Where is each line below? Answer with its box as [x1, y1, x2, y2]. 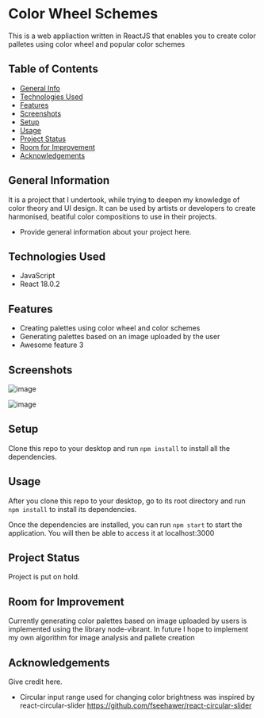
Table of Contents [8, 63, 99, 76]
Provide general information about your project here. [19, 227, 192, 236]
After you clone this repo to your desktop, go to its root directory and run [8, 496, 246, 506]
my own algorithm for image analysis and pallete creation [8, 633, 196, 643]
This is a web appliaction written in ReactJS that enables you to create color [8, 31, 256, 40]
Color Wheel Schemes [8, 5, 159, 23]
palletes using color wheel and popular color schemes [8, 39, 186, 48]
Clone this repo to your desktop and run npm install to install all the [8, 443, 231, 453]
